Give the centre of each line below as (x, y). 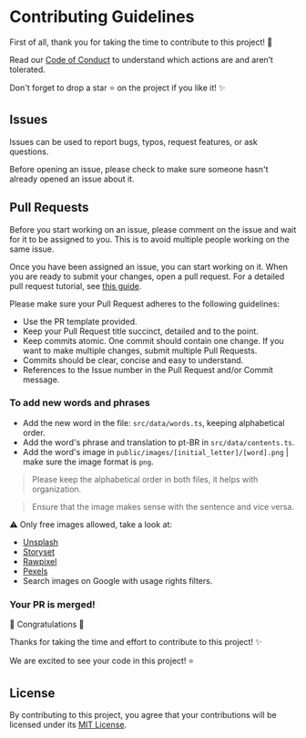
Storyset (39, 551)
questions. (29, 151)
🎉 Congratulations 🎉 (47, 624)
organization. (56, 489)
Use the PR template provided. (80, 321)
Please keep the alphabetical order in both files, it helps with (145, 479)
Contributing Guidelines (102, 17)
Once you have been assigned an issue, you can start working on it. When (149, 266)
